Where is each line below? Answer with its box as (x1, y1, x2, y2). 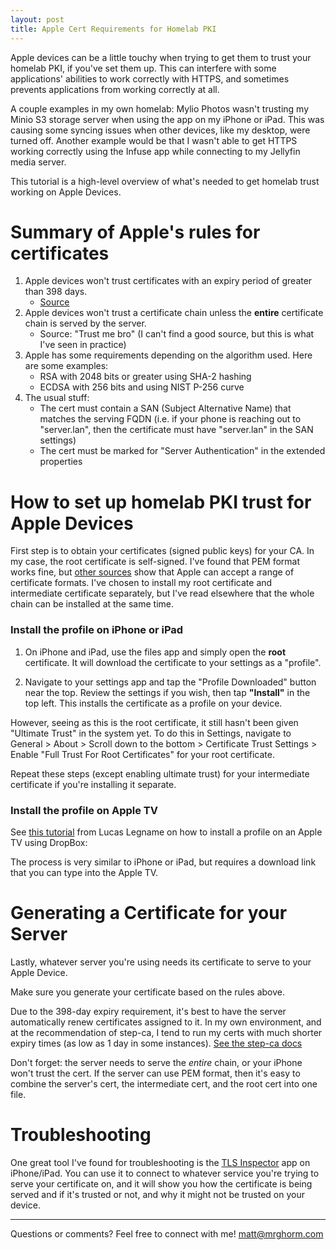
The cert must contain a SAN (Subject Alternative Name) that (39, 402, 292, 415)
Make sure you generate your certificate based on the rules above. (10, 986, 286, 998)
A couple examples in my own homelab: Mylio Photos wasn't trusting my (10, 102, 310, 115)
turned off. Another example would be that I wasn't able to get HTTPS (10, 134, 298, 146)
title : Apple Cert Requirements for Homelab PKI (10, 24, 217, 34)
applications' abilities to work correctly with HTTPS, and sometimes (10, 72, 290, 85)
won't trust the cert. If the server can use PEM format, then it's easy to (10, 1067, 301, 1079)
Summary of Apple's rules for (10, 221, 261, 243)
